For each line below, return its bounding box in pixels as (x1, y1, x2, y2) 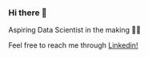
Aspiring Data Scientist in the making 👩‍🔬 (8, 25, 142, 35)
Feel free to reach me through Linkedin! (8, 41, 138, 50)
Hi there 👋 (8, 7, 48, 18)
